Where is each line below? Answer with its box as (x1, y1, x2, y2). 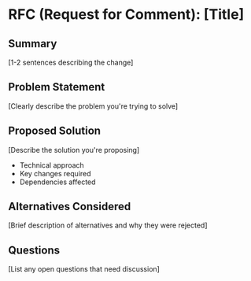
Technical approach (19, 160, 84, 170)
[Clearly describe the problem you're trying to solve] (8, 101, 179, 111)
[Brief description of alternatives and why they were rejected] (8, 220, 208, 230)
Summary (8, 37, 57, 50)
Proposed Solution (8, 124, 101, 138)
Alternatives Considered (8, 200, 131, 213)
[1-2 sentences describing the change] (8, 57, 134, 67)
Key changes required (19, 168, 92, 178)
